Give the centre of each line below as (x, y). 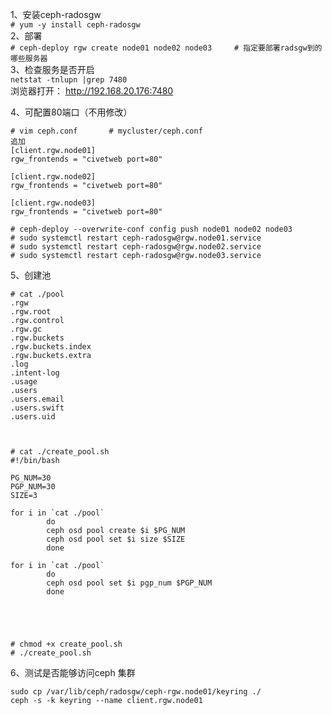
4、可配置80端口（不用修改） (71, 112)
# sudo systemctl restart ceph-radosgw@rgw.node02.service (136, 247)
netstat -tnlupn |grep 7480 (69, 80)
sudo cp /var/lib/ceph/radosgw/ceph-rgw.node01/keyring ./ (136, 692)
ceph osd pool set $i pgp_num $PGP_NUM (129, 583)
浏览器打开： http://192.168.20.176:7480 (92, 91)
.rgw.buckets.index (51, 347)
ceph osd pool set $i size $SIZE (116, 539)
